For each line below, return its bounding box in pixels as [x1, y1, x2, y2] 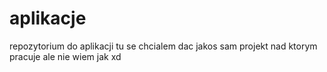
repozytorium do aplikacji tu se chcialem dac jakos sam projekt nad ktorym [9, 40, 318, 52]
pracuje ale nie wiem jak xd [9, 50, 122, 62]
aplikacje [9, 7, 87, 30]
